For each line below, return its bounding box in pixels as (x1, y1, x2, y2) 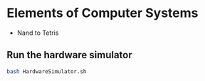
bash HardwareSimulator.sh (6, 67, 87, 75)
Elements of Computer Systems (6, 5, 199, 21)
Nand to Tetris (16, 28, 59, 37)
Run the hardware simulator (6, 49, 132, 61)
